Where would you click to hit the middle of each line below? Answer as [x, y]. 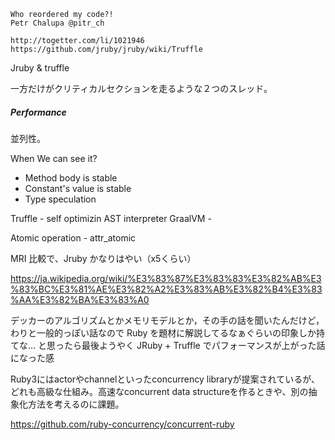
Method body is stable [71, 177]
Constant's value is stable [78, 188]
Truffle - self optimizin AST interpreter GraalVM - [111, 218]
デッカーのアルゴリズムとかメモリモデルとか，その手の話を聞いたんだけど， [167, 320]
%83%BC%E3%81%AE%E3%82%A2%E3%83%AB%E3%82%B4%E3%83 [166, 289]
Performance [38, 112]
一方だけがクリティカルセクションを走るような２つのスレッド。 [141, 88]
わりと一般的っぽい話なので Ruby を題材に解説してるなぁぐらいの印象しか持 [167, 332]
